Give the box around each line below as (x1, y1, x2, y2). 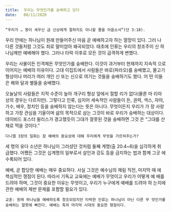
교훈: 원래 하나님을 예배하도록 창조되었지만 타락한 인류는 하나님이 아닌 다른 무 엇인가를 (5, 197, 166, 202)
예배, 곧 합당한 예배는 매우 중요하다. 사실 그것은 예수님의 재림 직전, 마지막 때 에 (5, 167, 162, 173)
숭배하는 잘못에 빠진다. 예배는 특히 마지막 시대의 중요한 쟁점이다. (5, 202, 126, 207)
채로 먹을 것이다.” (5, 122, 40, 128)
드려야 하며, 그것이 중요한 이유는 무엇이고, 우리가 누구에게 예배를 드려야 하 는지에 (5, 179, 166, 185)
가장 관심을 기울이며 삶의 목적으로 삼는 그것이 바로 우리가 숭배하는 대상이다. (14, 109, 165, 115)
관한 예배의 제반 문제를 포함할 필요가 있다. (5, 186, 88, 192)
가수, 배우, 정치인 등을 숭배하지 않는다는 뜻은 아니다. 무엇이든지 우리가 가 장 (5, 103, 155, 109)
